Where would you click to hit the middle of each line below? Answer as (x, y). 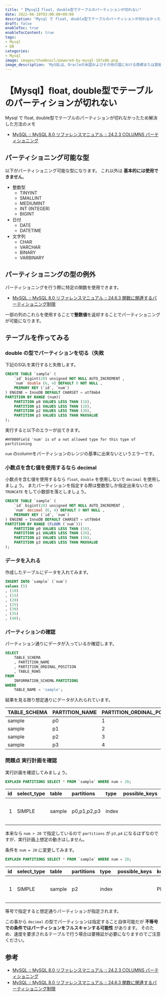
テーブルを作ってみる (37, 338)
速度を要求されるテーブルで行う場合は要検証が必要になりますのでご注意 (87, 934)
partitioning (19, 444)
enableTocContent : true (30, 33)
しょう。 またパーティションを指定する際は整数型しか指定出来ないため (81, 485)
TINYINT (28, 193)
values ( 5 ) (16, 586)
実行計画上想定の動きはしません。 (53, 840)
